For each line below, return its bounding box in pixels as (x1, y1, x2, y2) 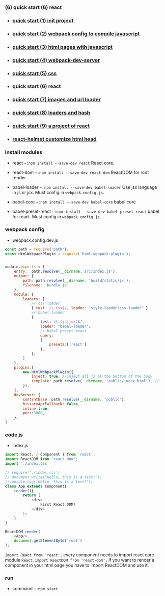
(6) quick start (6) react (5, 4, 62, 11)
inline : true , (23, 406, 50, 411)
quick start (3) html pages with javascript (12, 43, 113, 50)
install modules (5, 149, 43, 156)
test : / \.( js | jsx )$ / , (40, 319, 84, 324)
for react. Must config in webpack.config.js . (12, 214, 101, 220)
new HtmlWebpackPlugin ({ (23, 369, 74, 374)
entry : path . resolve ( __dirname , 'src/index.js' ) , (14, 269, 118, 274)
